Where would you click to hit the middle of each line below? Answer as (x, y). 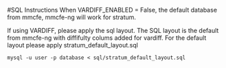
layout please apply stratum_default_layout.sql (73, 45)
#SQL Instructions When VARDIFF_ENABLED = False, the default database (112, 10)
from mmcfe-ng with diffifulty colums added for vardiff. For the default (107, 38)
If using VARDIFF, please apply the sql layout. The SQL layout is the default (113, 31)
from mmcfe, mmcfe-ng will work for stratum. (71, 17)
